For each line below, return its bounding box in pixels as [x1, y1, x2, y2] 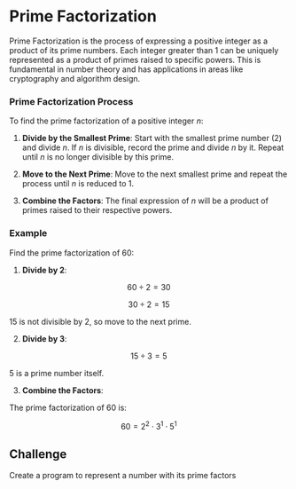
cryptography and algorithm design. [9, 73, 141, 83]
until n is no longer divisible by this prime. [21, 152, 175, 162]
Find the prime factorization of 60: [9, 247, 135, 258]
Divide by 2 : [21, 264, 67, 275]
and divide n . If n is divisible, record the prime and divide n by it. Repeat [21, 142, 284, 153]
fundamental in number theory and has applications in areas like [9, 64, 244, 75]
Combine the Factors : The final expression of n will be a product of [21, 195, 269, 206]
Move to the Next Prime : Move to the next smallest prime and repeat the [21, 169, 288, 179]
